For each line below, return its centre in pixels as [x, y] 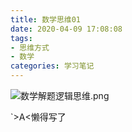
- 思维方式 [30, 47]
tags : [21, 38]
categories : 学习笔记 [52, 66]
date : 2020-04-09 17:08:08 [66, 29]
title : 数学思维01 [46, 19]
